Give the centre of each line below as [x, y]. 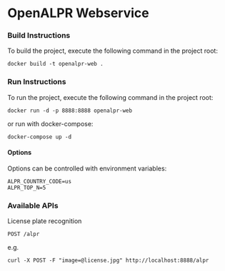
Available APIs [33, 205]
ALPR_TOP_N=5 [27, 188]
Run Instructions [37, 82]
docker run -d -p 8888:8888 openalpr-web [70, 111]
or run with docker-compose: [50, 123]
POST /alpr [24, 234]
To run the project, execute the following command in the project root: [110, 97]
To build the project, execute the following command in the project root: [112, 51]
